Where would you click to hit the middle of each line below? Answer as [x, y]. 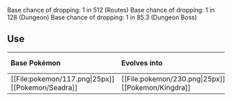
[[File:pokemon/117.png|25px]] [63, 79]
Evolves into [142, 63]
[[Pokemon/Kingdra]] [156, 87]
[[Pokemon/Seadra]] [44, 87]
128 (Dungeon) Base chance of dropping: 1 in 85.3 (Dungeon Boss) [102, 17]
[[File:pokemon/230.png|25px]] [173, 79]
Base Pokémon [36, 63]
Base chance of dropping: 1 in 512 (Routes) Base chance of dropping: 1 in [111, 10]
